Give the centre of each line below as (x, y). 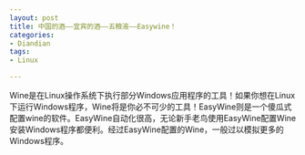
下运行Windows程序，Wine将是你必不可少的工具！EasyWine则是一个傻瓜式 (151, 107)
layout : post (34, 18)
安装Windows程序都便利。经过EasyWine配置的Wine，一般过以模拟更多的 (147, 129)
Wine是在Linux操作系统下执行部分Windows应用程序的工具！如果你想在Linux (152, 95)
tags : (20, 52)
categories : (32, 35)
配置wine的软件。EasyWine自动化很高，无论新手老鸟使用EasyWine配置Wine (153, 118)
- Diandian (30, 43)
